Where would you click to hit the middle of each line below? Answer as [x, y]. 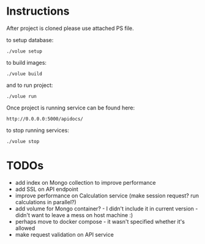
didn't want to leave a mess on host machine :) [74, 215]
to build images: [27, 62]
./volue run [21, 96]
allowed [25, 228]
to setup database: [30, 40]
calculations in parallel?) [46, 202]
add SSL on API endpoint [47, 189]
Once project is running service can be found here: [71, 108]
